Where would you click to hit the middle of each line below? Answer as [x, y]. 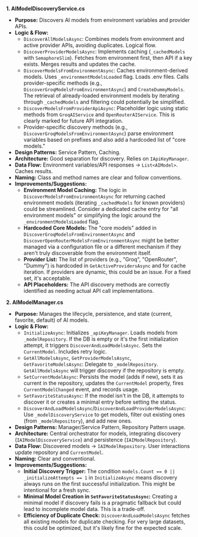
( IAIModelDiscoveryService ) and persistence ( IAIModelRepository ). [96, 440]
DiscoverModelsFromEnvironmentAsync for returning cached [94, 196]
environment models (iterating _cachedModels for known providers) [104, 203]
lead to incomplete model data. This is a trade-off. [84, 509]
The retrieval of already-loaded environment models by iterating [101, 95]
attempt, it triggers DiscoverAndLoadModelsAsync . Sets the [93, 345]
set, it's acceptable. [48, 278]
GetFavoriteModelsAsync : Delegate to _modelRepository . [91, 364]
